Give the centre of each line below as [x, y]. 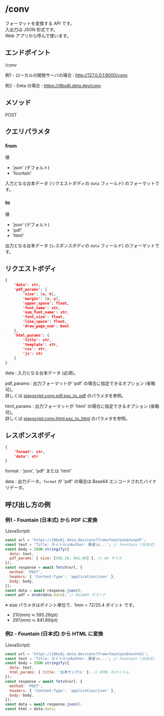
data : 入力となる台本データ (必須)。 [42, 373]
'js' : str [33, 354]
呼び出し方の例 [28, 505]
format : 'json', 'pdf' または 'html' [38, 471]
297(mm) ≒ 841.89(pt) [35, 620]
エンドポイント [28, 53]
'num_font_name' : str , [46, 312]
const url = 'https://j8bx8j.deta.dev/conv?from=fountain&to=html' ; [77, 654]
